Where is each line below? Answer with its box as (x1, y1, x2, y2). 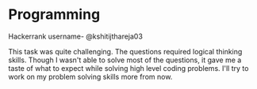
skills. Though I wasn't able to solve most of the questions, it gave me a (8, 55, 242, 65)
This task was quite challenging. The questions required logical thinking (8, 46, 243, 56)
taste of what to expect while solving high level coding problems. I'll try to (8, 63, 249, 72)
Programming (8, 6, 101, 24)
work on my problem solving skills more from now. (8, 72, 173, 81)
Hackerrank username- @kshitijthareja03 (8, 32, 143, 41)
